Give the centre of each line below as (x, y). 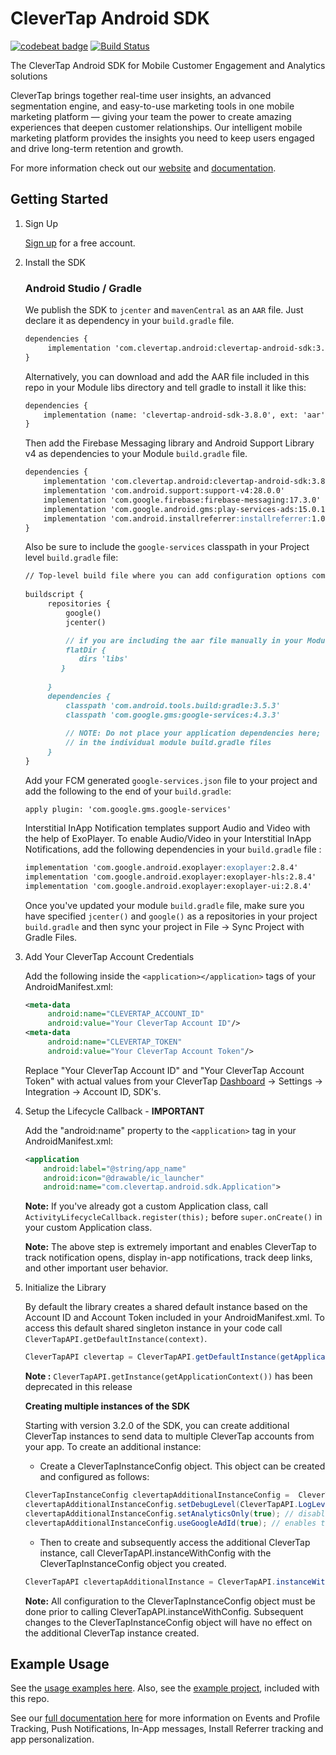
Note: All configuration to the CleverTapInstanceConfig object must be (170, 1601)
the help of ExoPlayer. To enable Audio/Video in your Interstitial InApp (168, 838)
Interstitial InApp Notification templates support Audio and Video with (167, 828)
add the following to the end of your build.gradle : (128, 791)
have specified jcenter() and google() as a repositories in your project (171, 916)
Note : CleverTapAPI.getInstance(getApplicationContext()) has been (168, 1376)
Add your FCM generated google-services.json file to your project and (171, 780)
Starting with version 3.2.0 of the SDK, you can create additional (157, 1426)
